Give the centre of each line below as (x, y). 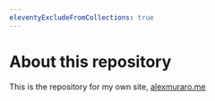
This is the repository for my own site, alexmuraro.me (107, 87)
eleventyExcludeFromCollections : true (82, 17)
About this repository (90, 61)
